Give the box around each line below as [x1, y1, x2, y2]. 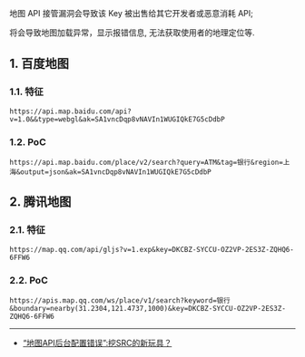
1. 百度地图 [9, 56, 70, 72]
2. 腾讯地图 [9, 194, 72, 210]
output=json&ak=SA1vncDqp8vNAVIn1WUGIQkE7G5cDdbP [20, 167, 212, 177]
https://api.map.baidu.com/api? [9, 107, 132, 116]
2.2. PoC [9, 274, 48, 286]
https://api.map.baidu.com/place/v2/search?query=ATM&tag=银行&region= [9, 158, 283, 167]
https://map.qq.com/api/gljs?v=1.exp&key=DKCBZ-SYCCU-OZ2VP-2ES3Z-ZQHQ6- [9, 245, 295, 254]
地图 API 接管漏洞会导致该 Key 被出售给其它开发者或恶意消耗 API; [9, 8, 254, 18]
